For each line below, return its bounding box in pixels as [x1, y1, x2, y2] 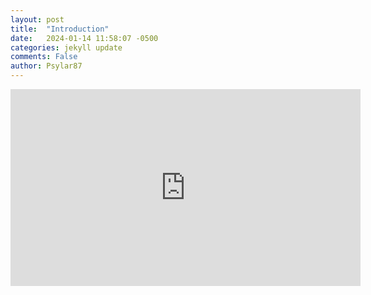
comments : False [10, 52, 78, 62]
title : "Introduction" [10, 24, 110, 34]
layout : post [10, 14, 65, 25]
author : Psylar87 [10, 61, 83, 71]
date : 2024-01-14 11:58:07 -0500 [10, 33, 159, 43]
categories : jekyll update [10, 42, 123, 53]
